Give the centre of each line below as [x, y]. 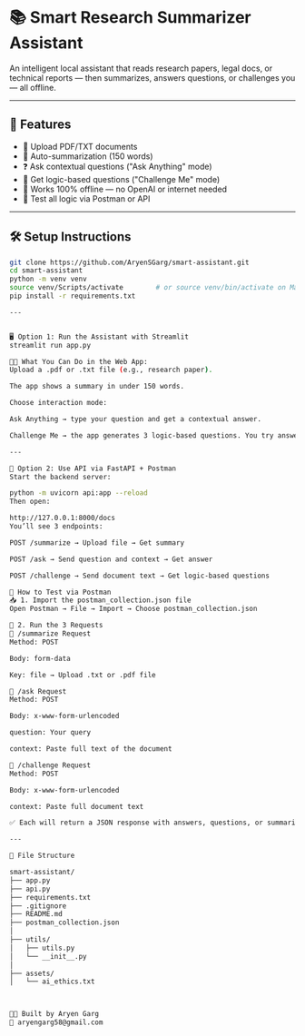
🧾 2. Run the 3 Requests [56, 626]
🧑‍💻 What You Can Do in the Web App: [79, 361]
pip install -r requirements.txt [73, 296]
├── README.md [36, 914]
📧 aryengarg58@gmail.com [56, 1022]
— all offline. [33, 87]
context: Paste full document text [77, 806]
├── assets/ [32, 973]
